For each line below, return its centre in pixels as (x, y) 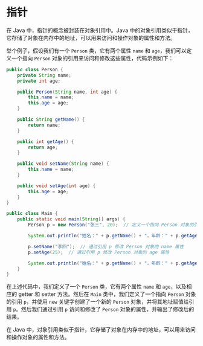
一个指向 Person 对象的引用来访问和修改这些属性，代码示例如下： (92, 58)
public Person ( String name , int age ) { (67, 92)
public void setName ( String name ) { (63, 164)
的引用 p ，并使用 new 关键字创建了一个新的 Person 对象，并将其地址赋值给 (98, 302)
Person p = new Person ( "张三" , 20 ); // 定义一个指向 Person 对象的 (111, 225)
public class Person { (35, 69)
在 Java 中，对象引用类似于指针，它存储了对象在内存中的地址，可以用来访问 (101, 330)
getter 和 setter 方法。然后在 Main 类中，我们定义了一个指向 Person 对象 (107, 294)
